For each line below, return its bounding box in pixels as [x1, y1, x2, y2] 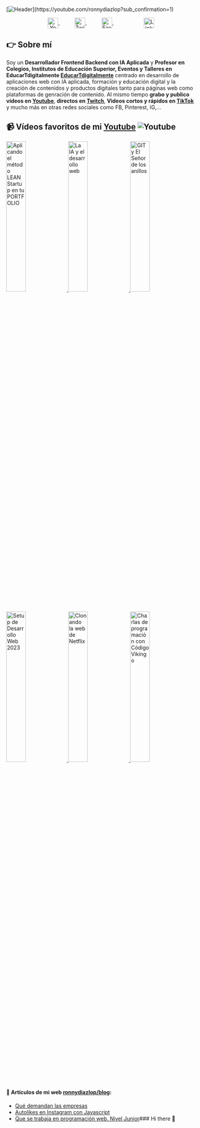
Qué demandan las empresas [14, 1102, 88, 1109]
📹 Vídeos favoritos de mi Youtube [6, 122, 136, 132]
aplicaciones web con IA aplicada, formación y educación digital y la [6, 78, 176, 85]
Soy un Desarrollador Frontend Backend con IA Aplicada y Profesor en [6, 58, 185, 66]
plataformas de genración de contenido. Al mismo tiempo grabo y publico [6, 90, 190, 98]
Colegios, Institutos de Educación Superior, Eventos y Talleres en [6, 65, 172, 72]
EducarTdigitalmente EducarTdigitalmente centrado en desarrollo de [6, 71, 179, 78]
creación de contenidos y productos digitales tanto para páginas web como [6, 84, 193, 92]
